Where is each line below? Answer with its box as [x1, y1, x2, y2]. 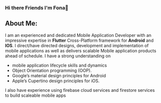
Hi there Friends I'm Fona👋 [5, 4, 69, 11]
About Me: [5, 19, 38, 28]
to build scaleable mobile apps [5, 92, 66, 98]
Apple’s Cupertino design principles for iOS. [12, 78, 100, 84]
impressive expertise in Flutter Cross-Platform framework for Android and [5, 37, 154, 43]
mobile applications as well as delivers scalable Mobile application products [5, 48, 157, 53]
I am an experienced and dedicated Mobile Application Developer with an [5, 32, 152, 38]
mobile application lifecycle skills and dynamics [12, 62, 107, 68]
